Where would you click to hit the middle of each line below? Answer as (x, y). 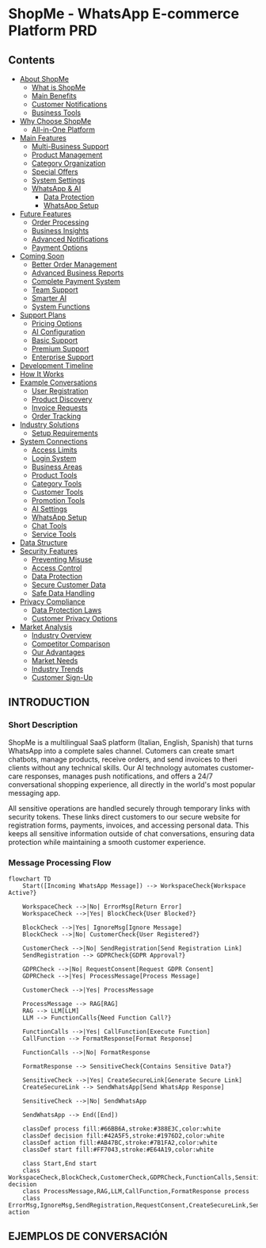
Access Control (57, 568)
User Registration (60, 391)
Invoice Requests (60, 408)
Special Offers (55, 172)
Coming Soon (42, 256)
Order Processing (60, 222)
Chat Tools (49, 526)
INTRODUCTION (49, 703)
